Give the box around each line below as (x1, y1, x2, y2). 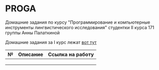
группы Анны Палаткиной (5, 30, 60, 35)
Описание (18, 51, 44, 58)
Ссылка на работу (48, 51, 94, 58)
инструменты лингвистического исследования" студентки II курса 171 (5, 24, 155, 30)
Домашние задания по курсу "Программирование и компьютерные (5, 19, 151, 25)
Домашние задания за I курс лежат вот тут (5, 39, 97, 45)
